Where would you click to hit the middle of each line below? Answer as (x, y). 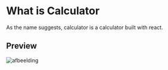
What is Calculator (53, 11)
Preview (22, 46)
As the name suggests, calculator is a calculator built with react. (85, 27)
